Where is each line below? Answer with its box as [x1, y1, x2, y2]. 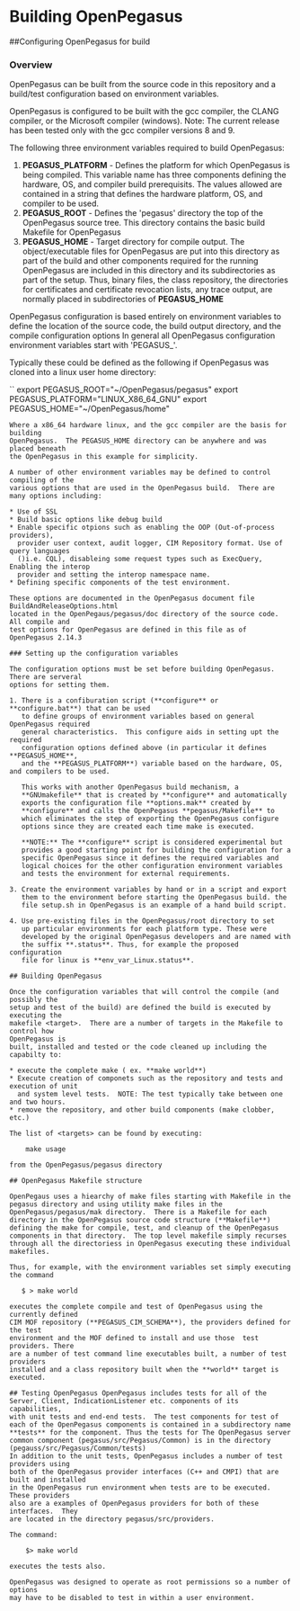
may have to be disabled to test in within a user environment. [9, 1594, 255, 1603]
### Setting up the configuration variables [9, 649, 179, 658]
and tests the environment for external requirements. [21, 870, 231, 879]
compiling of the [9, 476, 75, 485]
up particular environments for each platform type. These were [21, 925, 268, 934]
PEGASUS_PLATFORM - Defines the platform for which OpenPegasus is [22, 160, 290, 171]
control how [9, 1027, 54, 1036]
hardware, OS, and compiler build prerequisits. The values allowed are [22, 179, 283, 190]
